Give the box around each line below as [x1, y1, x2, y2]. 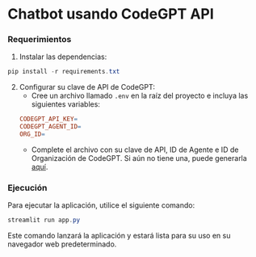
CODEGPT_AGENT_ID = [19, 123, 82, 131]
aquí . [31, 162, 48, 171]
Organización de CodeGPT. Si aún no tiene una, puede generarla [31, 153, 247, 162]
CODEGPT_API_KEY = [19, 115, 78, 124]
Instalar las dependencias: [19, 52, 107, 61]
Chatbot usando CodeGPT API [7, 5, 215, 23]
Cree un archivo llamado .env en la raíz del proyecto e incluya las [31, 91, 249, 101]
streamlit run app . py [7, 216, 81, 225]
